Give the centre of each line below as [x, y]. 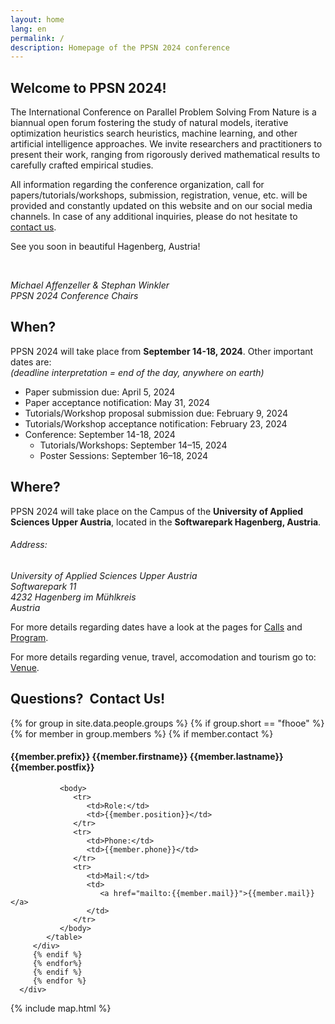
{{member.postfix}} [52, 767]
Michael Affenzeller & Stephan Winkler [90, 285]
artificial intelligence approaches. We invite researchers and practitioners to [166, 144]
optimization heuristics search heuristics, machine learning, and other [154, 133]
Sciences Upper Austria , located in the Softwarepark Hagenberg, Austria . [166, 522]
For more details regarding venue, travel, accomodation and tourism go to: [163, 657]
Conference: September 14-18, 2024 [100, 434]
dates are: [31, 362]
